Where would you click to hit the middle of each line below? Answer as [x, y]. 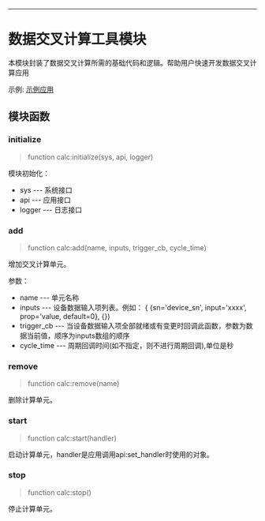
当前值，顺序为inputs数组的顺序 [78, 335]
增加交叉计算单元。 [39, 264]
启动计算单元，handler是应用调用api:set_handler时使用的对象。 [111, 454]
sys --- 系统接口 [46, 189]
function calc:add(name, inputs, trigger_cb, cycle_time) [117, 247]
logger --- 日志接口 [51, 209]
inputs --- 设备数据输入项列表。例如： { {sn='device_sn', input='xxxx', [133, 307]
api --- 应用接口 [45, 200]
